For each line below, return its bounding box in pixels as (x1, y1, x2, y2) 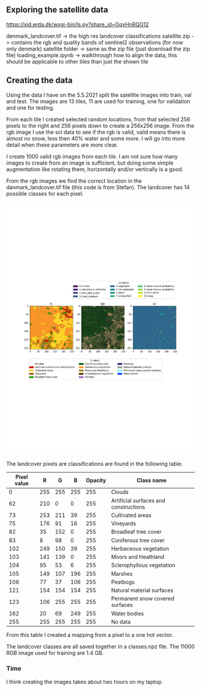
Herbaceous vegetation (111, 545, 169, 552)
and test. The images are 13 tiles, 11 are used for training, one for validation (6, 97, 190, 104)
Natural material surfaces (111, 587, 173, 594)
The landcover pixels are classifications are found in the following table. (6, 460, 183, 467)
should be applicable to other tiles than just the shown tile (6, 58, 148, 65)
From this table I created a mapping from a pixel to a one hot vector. (6, 632, 173, 639)
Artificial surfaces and (111, 496, 166, 504)
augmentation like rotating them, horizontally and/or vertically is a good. (6, 165, 184, 173)
